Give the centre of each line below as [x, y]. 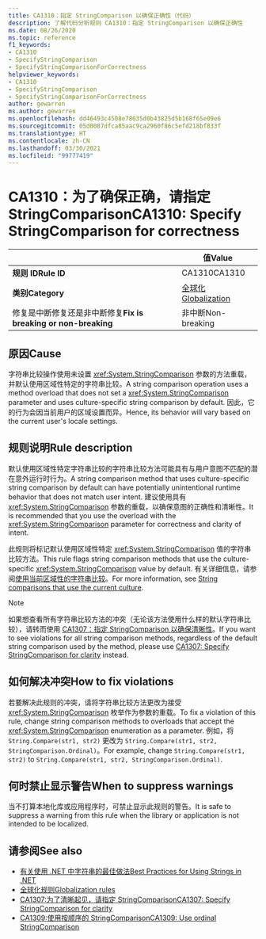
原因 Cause [35, 353]
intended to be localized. [49, 824]
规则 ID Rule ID [39, 273]
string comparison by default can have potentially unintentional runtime [124, 487]
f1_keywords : [30, 45]
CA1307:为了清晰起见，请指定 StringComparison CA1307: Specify [125, 899]
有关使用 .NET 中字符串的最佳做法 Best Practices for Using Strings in [131, 872]
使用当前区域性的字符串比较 [60, 578]
